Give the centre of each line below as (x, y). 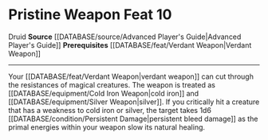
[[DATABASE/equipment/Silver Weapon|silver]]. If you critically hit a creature (134, 102)
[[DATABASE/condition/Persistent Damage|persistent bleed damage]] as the (133, 119)
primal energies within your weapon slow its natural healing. (107, 127)
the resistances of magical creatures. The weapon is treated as (112, 84)
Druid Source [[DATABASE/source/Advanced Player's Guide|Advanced (125, 37)
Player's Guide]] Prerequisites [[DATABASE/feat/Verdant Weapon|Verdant (130, 45)
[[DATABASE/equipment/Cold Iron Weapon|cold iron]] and (104, 93)
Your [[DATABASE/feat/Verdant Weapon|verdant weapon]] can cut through (131, 76)
